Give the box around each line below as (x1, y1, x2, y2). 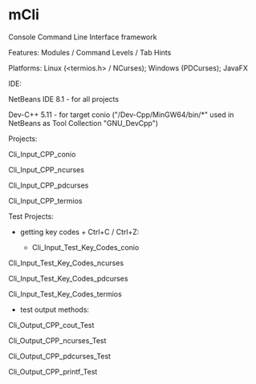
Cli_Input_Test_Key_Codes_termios (8, 289, 122, 298)
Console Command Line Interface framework (8, 32, 157, 42)
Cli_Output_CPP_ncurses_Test (8, 335, 107, 346)
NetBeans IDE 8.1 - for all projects (8, 94, 119, 103)
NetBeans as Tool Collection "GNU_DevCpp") (8, 118, 159, 127)
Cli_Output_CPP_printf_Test (8, 366, 98, 376)
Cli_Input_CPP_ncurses (8, 164, 84, 174)
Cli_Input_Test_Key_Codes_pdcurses (8, 273, 128, 283)
